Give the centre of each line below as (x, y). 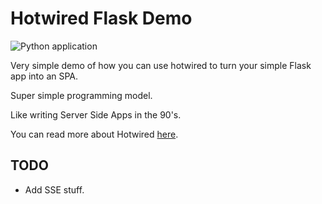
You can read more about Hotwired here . (94, 134)
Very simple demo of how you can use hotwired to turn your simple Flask (161, 65)
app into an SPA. (44, 76)
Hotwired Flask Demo (101, 18)
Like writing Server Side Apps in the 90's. (96, 114)
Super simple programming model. (81, 95)
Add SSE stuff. (54, 189)
